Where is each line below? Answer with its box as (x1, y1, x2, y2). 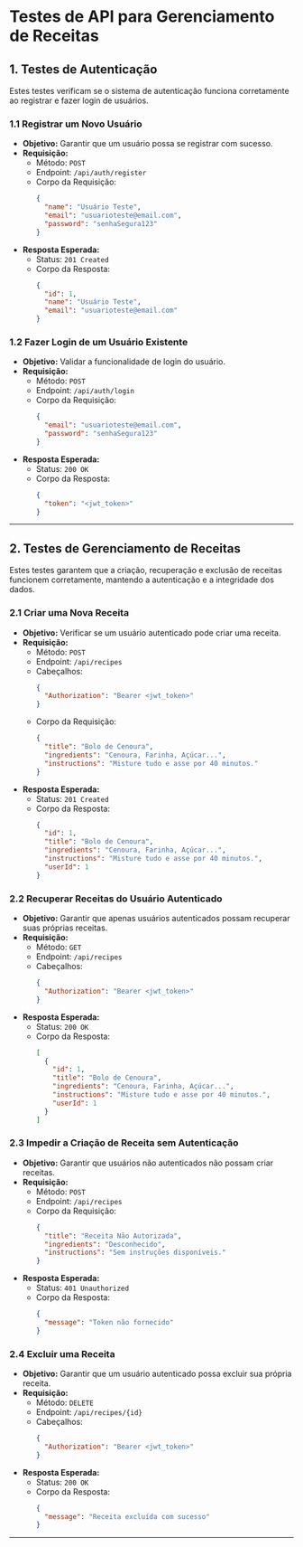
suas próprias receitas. (22, 922, 108, 933)
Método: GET (35, 942, 82, 952)
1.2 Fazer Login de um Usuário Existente (9, 335, 188, 348)
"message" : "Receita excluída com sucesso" (43, 1512, 210, 1521)
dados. (9, 584, 35, 595)
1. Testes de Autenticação (9, 61, 158, 77)
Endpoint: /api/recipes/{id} (35, 1407, 142, 1418)
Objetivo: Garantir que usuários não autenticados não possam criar (22, 1157, 273, 1168)
